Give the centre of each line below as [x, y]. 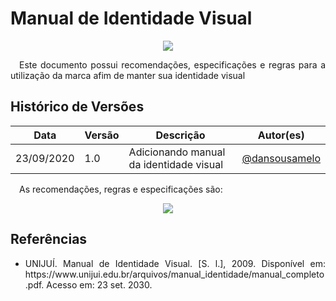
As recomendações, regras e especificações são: [121, 189]
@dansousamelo [281, 158]
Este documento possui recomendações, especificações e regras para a [172, 64]
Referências [49, 239]
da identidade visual [176, 164]
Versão [102, 135]
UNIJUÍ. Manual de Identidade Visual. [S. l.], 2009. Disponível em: [175, 263]
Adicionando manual [177, 152]
